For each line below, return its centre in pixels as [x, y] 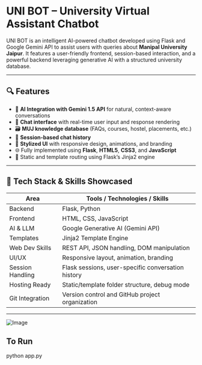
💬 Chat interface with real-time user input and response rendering [97, 122]
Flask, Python [81, 208]
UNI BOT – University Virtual [78, 11]
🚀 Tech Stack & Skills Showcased [69, 182]
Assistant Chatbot [53, 24]
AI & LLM [22, 228]
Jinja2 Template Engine [95, 238]
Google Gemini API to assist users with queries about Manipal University [97, 47]
